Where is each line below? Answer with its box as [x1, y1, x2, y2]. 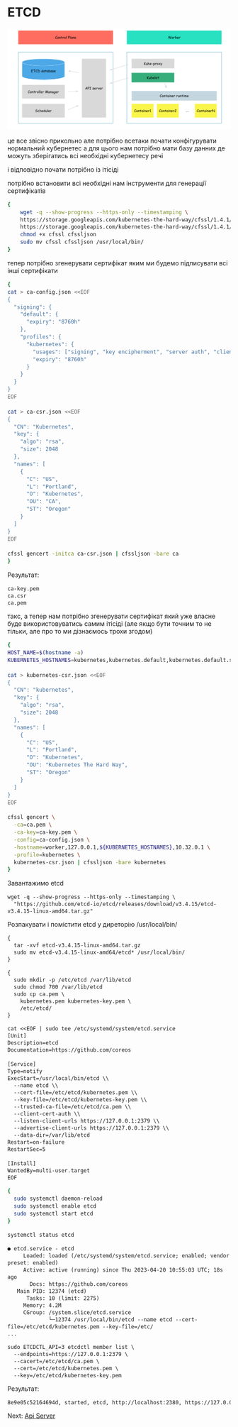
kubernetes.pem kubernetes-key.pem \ [20, 998, 132, 1005]
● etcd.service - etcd [7, 1245, 74, 1252]
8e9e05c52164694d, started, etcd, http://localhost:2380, [7, 1399, 182, 1406]
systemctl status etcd [7, 1231, 74, 1238]
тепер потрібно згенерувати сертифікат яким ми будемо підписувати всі [7, 258, 228, 267]
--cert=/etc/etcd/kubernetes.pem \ [13, 1365, 119, 1372]
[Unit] [7, 1032, 27, 1040]
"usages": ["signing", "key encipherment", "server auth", [33, 348, 211, 356]
